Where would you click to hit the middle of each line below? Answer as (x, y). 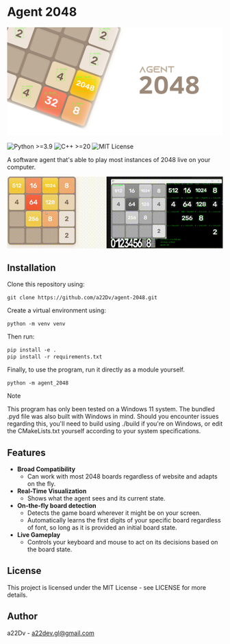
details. (17, 595)
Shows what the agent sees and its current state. (96, 498)
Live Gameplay (38, 534)
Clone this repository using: (46, 284)
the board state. (50, 549)
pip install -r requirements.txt (55, 357)
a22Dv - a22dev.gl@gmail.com (51, 633)
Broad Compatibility (46, 469)
